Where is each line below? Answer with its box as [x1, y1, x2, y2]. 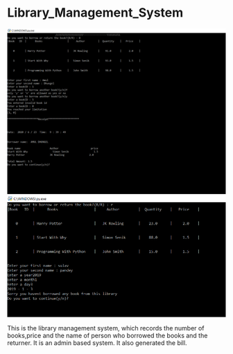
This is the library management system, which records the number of [7, 324, 205, 333]
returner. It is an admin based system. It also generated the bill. [7, 339, 187, 347]
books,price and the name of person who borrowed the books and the [7, 331, 208, 340]
